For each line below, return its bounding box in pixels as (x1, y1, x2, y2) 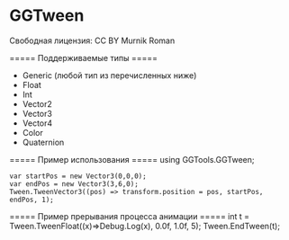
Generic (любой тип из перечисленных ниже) (22, 69, 197, 81)
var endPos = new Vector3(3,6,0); (9, 179, 140, 189)
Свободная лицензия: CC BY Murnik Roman (9, 35, 176, 46)
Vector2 (22, 98, 52, 109)
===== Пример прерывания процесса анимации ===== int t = (9, 210, 250, 221)
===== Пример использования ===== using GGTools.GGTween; (9, 154, 255, 164)
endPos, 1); (9, 195, 54, 204)
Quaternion (22, 137, 65, 147)
